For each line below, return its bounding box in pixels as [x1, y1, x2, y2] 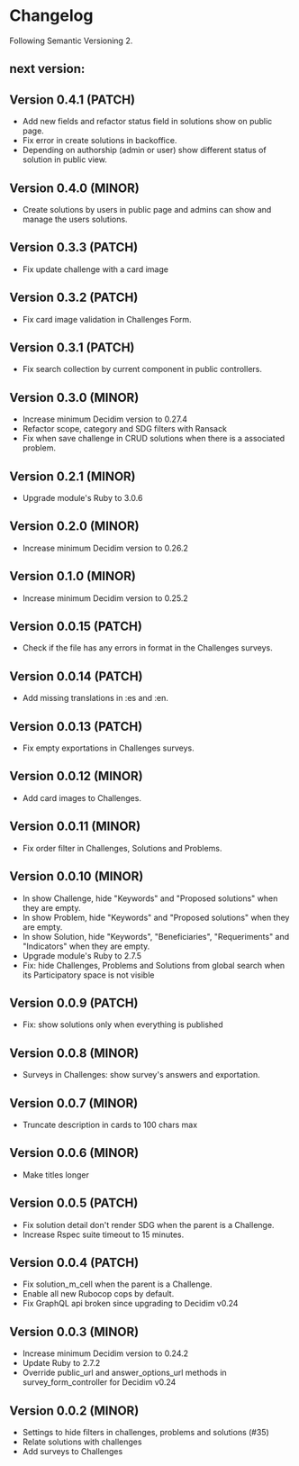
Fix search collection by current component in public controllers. [22, 364, 263, 375]
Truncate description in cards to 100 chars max [22, 1119, 198, 1130]
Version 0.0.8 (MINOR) [9, 1045, 140, 1061]
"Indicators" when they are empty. [22, 941, 150, 952]
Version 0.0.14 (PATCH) [9, 669, 143, 684]
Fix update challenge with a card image [22, 263, 169, 275]
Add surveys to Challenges [22, 1446, 123, 1457]
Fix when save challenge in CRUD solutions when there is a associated [22, 433, 285, 444]
